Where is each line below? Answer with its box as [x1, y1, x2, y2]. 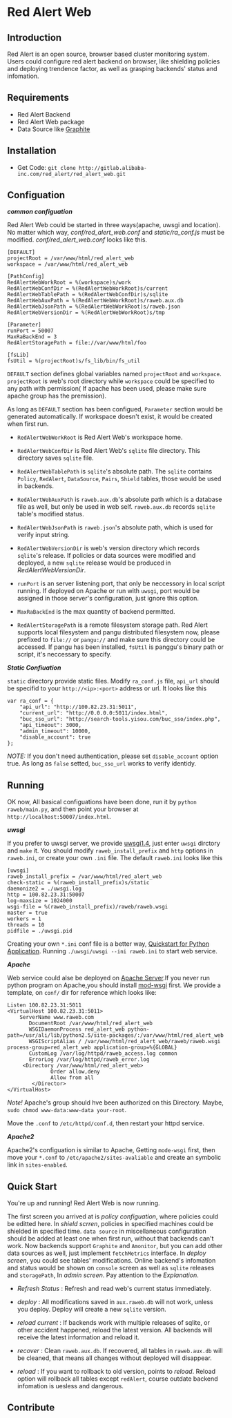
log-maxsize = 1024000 [7, 897, 72, 904]
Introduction [7, 32, 62, 43]
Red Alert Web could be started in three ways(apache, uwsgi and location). [7, 221, 221, 229]
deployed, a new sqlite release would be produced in [17, 559, 171, 567]
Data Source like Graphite [17, 125, 90, 133]
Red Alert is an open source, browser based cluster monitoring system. [7, 50, 209, 58]
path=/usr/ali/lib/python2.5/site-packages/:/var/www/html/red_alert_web [7, 1032, 224, 1039]
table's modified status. [17, 510, 84, 518]
